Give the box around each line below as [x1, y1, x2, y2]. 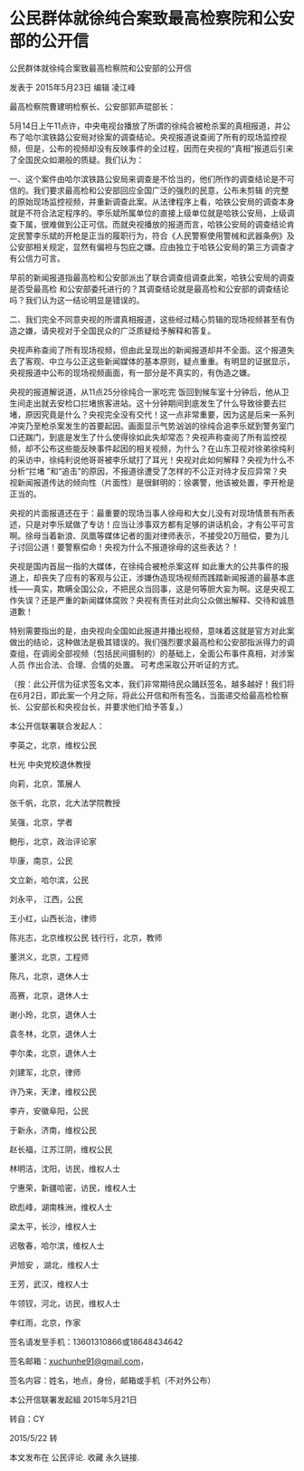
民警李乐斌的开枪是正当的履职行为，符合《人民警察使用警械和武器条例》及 [16, 230, 295, 241]
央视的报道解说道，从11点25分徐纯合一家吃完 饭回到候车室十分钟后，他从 [9, 386, 282, 397]
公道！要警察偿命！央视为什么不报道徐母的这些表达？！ [33, 541, 240, 553]
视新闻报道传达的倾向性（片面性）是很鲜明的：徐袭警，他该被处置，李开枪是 [9, 476, 295, 487]
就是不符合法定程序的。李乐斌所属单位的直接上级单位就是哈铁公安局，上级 [9, 207, 287, 218]
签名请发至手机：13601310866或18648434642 [9, 1336, 184, 1347]
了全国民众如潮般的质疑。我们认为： [9, 154, 145, 165]
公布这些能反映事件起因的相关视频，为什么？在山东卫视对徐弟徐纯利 [40, 443, 295, 454]
